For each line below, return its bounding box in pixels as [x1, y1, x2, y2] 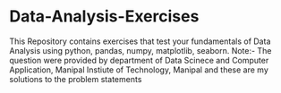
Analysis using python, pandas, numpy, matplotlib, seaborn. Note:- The [9, 45, 272, 55]
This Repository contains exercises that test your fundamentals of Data [9, 36, 271, 46]
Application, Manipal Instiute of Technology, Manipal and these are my [9, 64, 268, 75]
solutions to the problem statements [9, 73, 142, 84]
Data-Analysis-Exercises [9, 6, 200, 27]
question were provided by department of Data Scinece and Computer [9, 55, 269, 65]
